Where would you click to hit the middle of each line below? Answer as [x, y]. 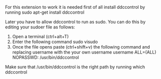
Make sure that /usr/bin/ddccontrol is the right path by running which [75, 67]
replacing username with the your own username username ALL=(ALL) [84, 52]
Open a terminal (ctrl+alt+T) [40, 37]
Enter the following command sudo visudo [55, 42]
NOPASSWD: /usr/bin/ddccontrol [46, 57]
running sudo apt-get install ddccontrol [45, 12]
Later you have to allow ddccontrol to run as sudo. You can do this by [75, 22]
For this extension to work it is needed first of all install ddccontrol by [75, 7]
